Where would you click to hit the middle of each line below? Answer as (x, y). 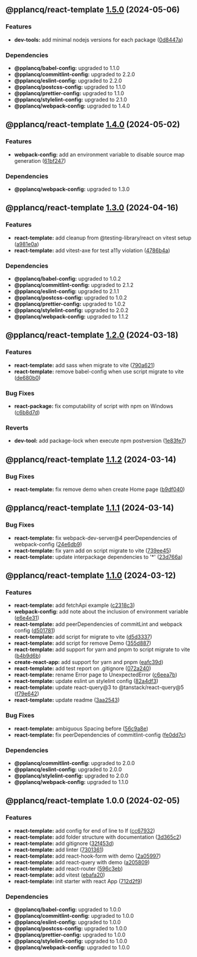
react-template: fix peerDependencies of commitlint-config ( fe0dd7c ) (100, 735)
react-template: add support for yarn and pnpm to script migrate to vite (102, 650)
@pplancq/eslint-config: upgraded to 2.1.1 (66, 291)
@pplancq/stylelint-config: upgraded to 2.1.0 (71, 99)
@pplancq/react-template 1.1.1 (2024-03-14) (90, 508)
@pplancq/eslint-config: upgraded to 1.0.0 (67, 922)
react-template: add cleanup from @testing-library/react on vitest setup (103, 238)
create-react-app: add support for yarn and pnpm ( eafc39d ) (89, 662)
